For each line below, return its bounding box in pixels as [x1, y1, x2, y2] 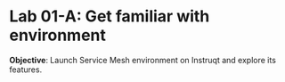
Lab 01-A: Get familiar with [9, 6, 210, 27]
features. [9, 64, 43, 75]
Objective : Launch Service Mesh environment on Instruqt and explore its [9, 54, 276, 65]
